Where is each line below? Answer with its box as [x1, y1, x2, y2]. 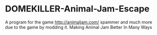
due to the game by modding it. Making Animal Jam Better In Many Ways [5, 24, 152, 30]
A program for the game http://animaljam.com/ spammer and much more [5, 19, 153, 25]
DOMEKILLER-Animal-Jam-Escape [5, 3, 150, 14]
